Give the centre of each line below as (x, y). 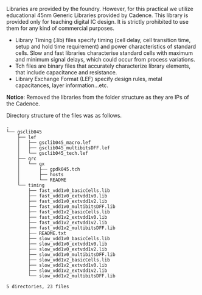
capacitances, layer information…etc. (61, 85)
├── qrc (27, 158)
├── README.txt (47, 233)
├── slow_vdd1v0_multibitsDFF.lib (72, 255)
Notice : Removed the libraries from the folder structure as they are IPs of (98, 97)
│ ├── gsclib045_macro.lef (54, 143)
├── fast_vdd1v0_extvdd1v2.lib (68, 201)
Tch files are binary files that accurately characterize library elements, (103, 66)
